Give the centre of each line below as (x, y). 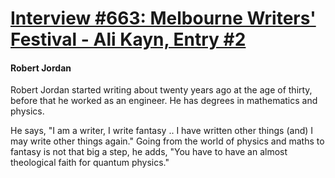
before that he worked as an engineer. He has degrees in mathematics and (164, 101)
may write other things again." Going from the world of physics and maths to (167, 141)
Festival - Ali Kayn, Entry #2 (128, 39)
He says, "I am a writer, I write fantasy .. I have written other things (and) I (162, 131)
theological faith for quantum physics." (90, 163)
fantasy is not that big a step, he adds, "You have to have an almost (149, 152)
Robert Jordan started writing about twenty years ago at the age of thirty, (161, 90)
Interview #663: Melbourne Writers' (163, 18)
